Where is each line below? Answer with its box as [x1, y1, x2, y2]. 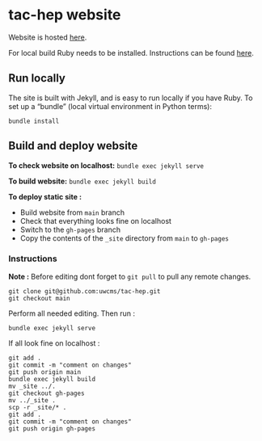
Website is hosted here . [8, 32, 87, 42]
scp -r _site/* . [8, 403, 67, 411]
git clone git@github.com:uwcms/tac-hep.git [8, 287, 161, 296]
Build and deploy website [8, 139, 138, 153]
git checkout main [8, 294, 70, 302]
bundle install [8, 117, 60, 125]
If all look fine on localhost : [8, 338, 100, 348]
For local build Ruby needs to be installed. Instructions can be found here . [8, 48, 255, 57]
